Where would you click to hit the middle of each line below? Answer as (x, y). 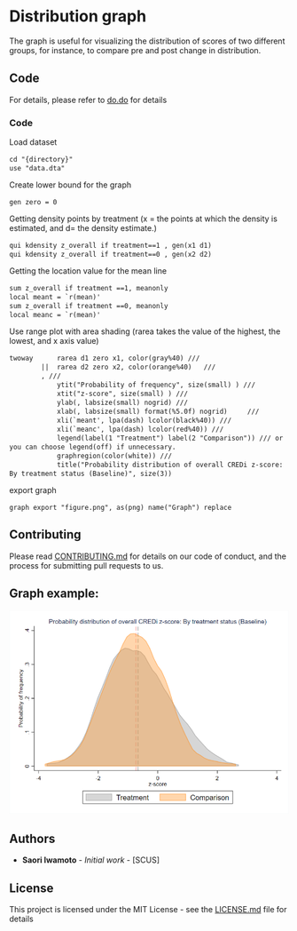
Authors (32, 838)
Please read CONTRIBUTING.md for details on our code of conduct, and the (148, 556)
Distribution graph (78, 16)
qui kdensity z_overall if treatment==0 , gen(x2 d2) (111, 255)
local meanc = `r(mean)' (55, 315)
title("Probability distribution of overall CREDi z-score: (170, 465)
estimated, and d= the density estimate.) (83, 228)
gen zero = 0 (33, 203)
